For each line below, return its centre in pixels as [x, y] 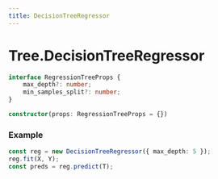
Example [26, 135]
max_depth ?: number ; [57, 85]
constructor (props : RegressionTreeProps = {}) [88, 114]
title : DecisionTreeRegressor [59, 16]
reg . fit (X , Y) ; [34, 159]
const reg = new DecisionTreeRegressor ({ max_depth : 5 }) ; [110, 152]
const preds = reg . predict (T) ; [61, 166]
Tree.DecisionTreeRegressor [107, 55]
